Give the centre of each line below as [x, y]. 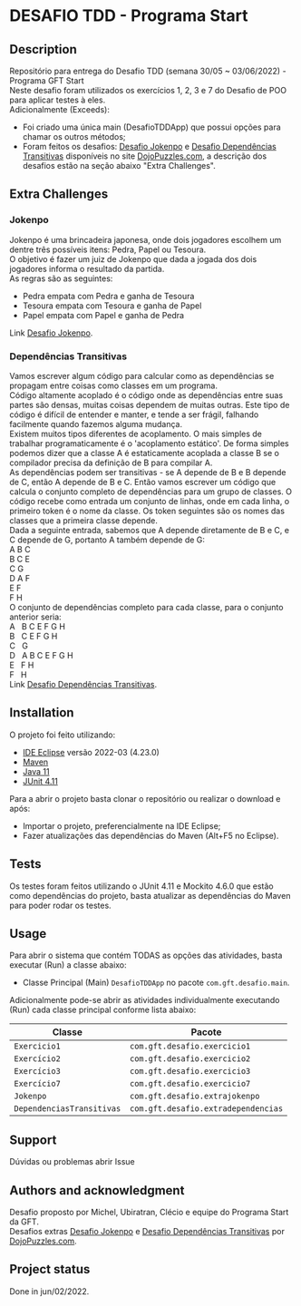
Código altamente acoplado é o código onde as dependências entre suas [146, 395]
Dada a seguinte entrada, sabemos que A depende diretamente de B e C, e [150, 530]
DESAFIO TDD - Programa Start [129, 16]
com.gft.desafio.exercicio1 [190, 1047]
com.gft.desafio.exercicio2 [190, 1059]
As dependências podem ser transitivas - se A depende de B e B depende [148, 472]
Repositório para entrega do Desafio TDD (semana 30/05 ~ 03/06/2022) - [148, 71]
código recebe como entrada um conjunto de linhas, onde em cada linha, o [150, 501]
